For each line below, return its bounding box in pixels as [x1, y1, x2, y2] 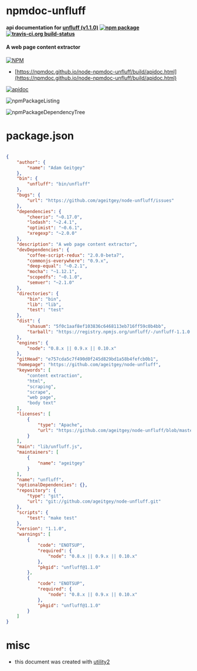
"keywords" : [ [16, 367, 51, 373]
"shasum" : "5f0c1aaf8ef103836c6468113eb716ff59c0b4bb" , [27, 324, 167, 330]
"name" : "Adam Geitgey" [27, 165, 85, 171]
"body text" [27, 400, 57, 406]
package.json [6, 129, 74, 142]
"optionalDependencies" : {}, [16, 482, 88, 488]
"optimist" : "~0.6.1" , [27, 225, 83, 231]
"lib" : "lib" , [27, 301, 62, 307]
